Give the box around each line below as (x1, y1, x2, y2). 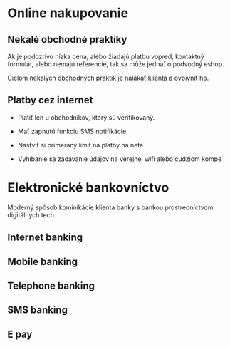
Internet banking (7, 232, 83, 244)
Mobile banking (7, 255, 78, 268)
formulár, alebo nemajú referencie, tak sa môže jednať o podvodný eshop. (7, 60, 224, 68)
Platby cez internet (7, 94, 93, 106)
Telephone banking (7, 279, 95, 291)
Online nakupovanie (7, 5, 129, 21)
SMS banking (7, 304, 68, 316)
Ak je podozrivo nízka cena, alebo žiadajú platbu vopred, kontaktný (7, 52, 204, 61)
